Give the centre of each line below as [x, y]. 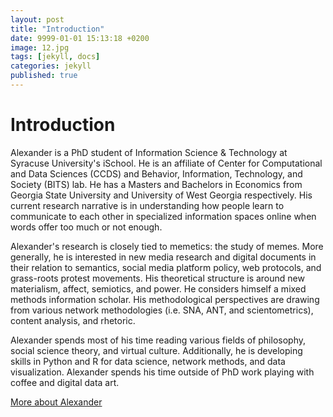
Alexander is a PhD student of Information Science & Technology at [149, 152]
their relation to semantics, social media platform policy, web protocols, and [166, 267]
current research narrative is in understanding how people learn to [147, 205]
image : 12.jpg [40, 47]
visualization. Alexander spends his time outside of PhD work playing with [162, 372]
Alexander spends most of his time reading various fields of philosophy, [158, 340]
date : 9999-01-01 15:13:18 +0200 [80, 38]
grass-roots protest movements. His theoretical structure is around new [157, 278]
